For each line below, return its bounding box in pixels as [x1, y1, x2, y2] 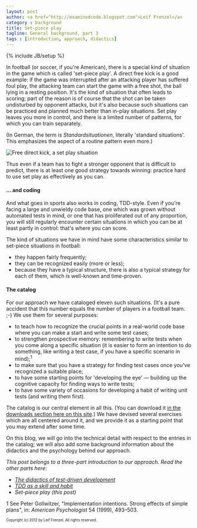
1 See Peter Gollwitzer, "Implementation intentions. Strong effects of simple [6, 500, 188, 507]
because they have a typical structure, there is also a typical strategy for [14, 266, 191, 273]
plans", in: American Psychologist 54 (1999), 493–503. [6, 506, 138, 513]
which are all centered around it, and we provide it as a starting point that [6, 417, 183, 424]
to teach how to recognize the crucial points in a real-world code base [14, 323, 185, 330]
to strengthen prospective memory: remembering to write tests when [14, 335, 182, 342]
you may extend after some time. [6, 423, 86, 430]
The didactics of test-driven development [14, 476, 116, 483]
